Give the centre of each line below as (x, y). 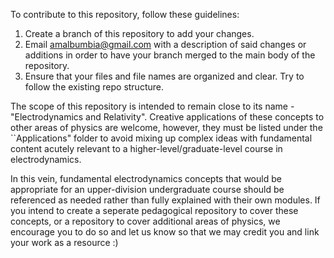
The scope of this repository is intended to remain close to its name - (152, 106)
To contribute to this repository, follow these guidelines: (125, 14)
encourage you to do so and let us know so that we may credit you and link (165, 232)
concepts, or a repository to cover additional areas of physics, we (145, 221)
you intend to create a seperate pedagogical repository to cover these (154, 210)
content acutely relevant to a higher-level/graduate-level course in (146, 148)
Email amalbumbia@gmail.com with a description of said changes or (165, 44)
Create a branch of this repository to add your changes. (139, 33)
